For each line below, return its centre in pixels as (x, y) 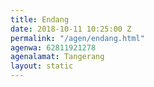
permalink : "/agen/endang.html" (77, 38)
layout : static (42, 66)
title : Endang (40, 19)
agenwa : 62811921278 (53, 47)
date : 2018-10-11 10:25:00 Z (71, 29)
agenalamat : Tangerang (57, 57)
